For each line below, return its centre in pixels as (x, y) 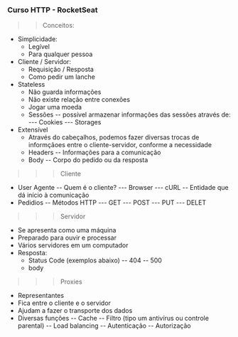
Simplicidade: (38, 39)
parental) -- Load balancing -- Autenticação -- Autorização (104, 326)
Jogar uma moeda (55, 107)
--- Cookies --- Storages (65, 122)
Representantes (41, 296)
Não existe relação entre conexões (79, 100)
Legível (39, 47)
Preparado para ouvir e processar (67, 238)
